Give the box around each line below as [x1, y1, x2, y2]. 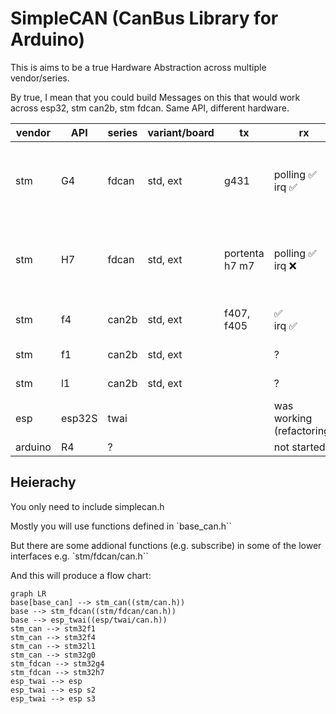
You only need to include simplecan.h [10, 500, 165, 512]
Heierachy [10, 474, 77, 491]
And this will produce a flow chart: [10, 569, 152, 581]
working [273, 411, 313, 425]
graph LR [10, 588, 47, 599]
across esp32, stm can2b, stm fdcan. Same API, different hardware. [10, 102, 290, 114]
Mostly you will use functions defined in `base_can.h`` [10, 520, 232, 532]
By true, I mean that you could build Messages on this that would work [10, 91, 301, 103]
